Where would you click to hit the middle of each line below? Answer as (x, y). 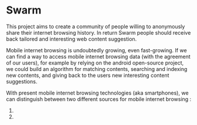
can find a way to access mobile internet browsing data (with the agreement (98, 56)
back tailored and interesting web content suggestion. (71, 39)
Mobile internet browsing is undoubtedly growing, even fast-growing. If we (96, 50)
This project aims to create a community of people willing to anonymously (96, 26)
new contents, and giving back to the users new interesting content (88, 75)
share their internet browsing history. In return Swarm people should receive (98, 32)
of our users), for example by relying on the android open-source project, (95, 63)
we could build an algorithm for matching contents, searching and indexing (97, 69)
